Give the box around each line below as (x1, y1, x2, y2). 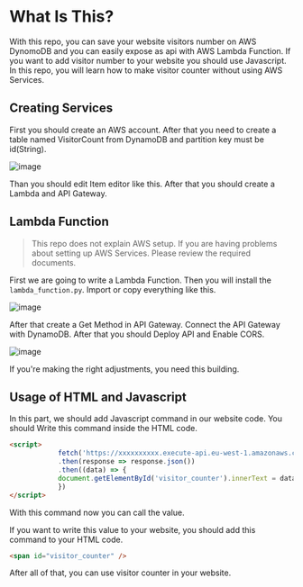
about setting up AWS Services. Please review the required (31, 248, 251, 258)
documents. (31, 257, 77, 267)
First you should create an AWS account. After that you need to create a (9, 124, 277, 135)
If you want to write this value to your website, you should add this (9, 524, 256, 535)
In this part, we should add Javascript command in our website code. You (9, 413, 282, 424)
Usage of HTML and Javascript (9, 389, 187, 404)
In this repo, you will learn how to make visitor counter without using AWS (9, 65, 283, 76)
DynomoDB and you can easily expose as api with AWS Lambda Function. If (9, 45, 291, 56)
